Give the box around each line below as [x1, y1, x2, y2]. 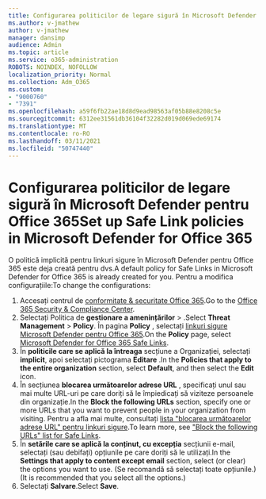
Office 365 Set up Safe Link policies [8, 212, 245, 230]
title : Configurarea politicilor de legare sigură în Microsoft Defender [8, 11, 257, 20]
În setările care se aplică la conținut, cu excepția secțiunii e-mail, [19, 440, 236, 449]
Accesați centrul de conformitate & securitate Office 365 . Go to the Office [19, 296, 258, 305]
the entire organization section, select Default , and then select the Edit [19, 363, 255, 373]
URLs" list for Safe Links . [19, 431, 101, 440]
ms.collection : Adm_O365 [8, 78, 90, 86]
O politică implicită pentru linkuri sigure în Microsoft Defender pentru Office [8, 255, 254, 265]
